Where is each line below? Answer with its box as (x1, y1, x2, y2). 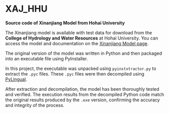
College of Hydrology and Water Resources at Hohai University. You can (5, 35, 158, 41)
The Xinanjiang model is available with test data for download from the (5, 29, 152, 35)
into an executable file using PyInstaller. (5, 55, 88, 61)
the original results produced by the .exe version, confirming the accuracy (5, 97, 160, 103)
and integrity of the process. (5, 102, 65, 108)
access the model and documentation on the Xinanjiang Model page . (5, 40, 149, 46)
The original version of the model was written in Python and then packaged (5, 50, 162, 56)
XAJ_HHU (5, 3, 48, 15)
